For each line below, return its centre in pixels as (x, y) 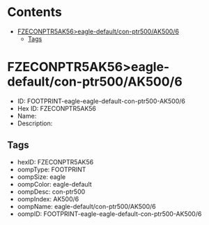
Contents (35, 12)
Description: (35, 123)
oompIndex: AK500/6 (48, 199)
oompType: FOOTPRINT (52, 169)
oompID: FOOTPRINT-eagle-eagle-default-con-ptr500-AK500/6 (109, 214)
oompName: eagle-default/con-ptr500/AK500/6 (86, 206)
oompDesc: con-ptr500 (51, 192)
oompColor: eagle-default (54, 184)
